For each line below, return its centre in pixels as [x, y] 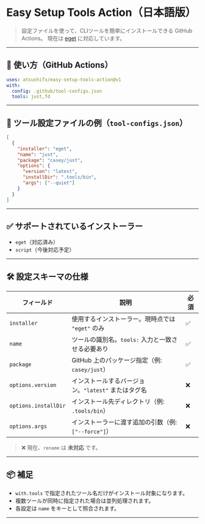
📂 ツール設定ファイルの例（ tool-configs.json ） [97, 123]
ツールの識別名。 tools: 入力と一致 [122, 340]
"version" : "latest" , [50, 172]
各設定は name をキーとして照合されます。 [67, 508]
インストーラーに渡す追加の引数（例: [124, 423]
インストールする [96, 381]
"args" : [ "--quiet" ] [49, 183]
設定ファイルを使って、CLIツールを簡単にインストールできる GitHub [107, 31]
